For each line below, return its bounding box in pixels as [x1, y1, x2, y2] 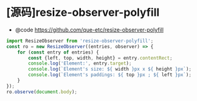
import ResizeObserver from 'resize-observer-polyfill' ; [6, 38, 154, 44]
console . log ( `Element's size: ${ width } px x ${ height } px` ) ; [28, 66, 192, 72]
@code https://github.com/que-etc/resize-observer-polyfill [15, 26, 164, 33]
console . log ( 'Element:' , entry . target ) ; [28, 60, 132, 67]
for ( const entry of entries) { [17, 49, 99, 55]
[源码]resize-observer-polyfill [6, 5, 160, 19]
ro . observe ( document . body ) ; [6, 89, 78, 95]
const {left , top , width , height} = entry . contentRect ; [28, 55, 173, 61]
